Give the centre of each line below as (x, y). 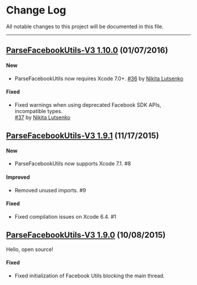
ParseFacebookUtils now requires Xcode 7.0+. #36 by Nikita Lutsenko (99, 78)
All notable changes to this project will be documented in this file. (85, 26)
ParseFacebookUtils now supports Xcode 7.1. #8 (73, 164)
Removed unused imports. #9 (50, 190)
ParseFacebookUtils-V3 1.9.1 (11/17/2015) (83, 136)
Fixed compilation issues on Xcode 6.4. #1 (65, 216)
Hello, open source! (30, 249)
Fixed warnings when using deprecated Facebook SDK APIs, (88, 105)
